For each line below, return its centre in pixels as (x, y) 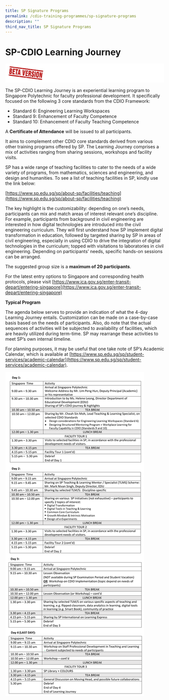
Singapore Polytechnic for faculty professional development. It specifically (83, 96)
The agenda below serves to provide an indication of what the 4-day (76, 312)
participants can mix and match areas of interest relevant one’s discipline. (82, 214)
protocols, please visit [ (30, 281)
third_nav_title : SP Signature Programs (48, 27)
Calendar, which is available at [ (38, 354)
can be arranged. (23, 257)
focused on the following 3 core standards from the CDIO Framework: (78, 101)
